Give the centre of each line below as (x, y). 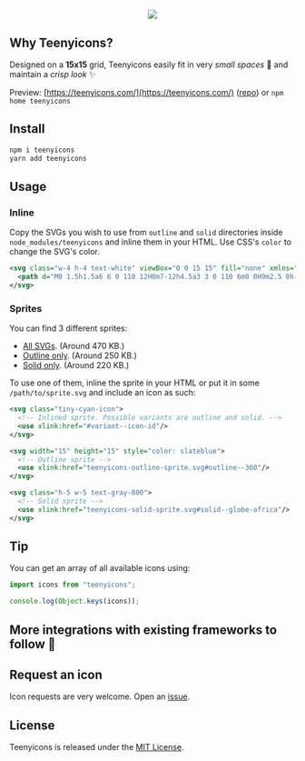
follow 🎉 (33, 644)
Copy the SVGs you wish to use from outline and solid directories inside (146, 233)
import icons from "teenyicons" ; (73, 585)
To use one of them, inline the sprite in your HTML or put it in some (135, 383)
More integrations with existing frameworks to (143, 630)
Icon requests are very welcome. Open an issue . (100, 696)
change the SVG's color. (54, 252)
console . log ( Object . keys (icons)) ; (75, 601)
